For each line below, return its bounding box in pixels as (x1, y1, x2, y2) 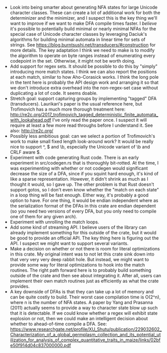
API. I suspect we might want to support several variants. (10, 240, 129, 246)
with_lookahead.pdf (10, 117, 51, 123)
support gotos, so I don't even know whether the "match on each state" (10, 187, 159, 192)
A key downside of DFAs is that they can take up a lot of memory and (10, 289, 154, 294)
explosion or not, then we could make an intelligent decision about (10, 316, 148, 321)
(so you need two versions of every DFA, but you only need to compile (10, 208, 156, 214)
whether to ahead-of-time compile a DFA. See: (10, 321, 107, 327)
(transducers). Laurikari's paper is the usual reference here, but (10, 101, 142, 107)
